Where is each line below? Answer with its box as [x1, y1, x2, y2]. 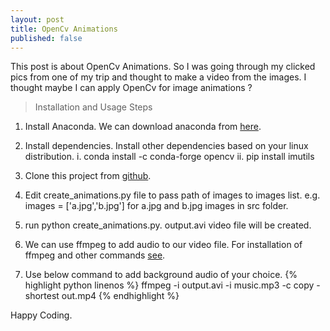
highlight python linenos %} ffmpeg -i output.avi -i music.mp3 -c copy [24, 279, 315, 291]
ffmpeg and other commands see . [24, 249, 166, 261]
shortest [24, 290, 60, 302]
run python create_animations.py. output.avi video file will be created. [24, 219, 312, 231]
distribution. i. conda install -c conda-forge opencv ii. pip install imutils [24, 151, 315, 163]
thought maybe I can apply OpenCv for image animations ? [10, 82, 253, 94]
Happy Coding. [10, 309, 73, 321]
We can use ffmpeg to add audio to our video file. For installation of [24, 239, 303, 251]
